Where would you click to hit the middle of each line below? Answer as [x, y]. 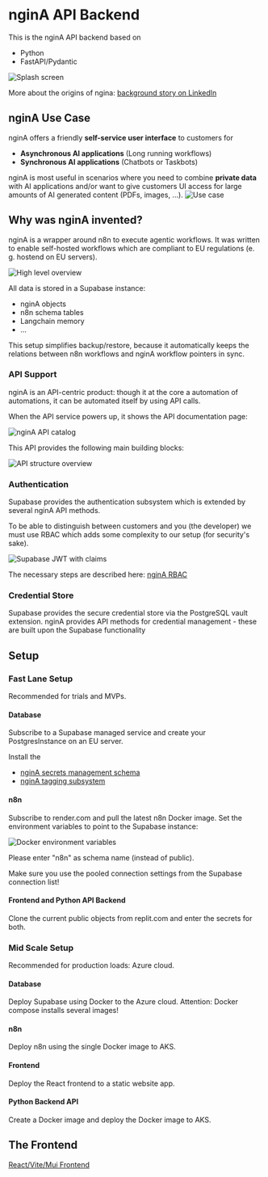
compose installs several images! [63, 1011]
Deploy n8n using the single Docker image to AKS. [92, 1047]
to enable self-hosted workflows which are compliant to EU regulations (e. [132, 248]
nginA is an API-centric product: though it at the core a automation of [124, 392]
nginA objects [43, 304]
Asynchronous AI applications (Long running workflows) [116, 153]
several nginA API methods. [54, 511]
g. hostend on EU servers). [53, 257]
